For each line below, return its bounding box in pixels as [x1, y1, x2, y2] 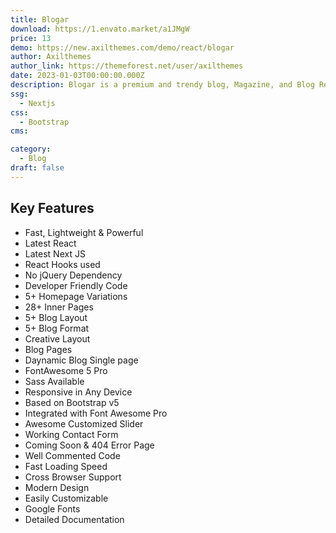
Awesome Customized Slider [24, 417, 144, 430]
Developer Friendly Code [24, 279, 128, 291]
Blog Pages [24, 343, 73, 355]
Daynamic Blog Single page [24, 354, 139, 366]
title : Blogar [10, 14, 70, 25]
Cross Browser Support [24, 471, 122, 483]
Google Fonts [24, 502, 81, 515]
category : [10, 144, 52, 155]
